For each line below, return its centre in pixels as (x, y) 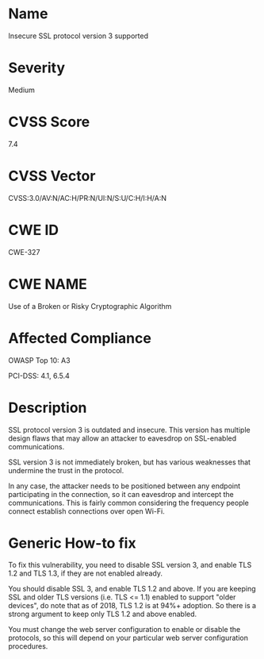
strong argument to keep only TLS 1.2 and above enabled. (103, 614)
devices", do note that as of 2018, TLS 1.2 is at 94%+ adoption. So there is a (132, 606)
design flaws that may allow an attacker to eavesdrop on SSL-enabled (122, 438)
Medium (22, 90)
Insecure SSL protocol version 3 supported (78, 36)
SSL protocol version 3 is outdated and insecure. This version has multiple (130, 430)
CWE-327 (24, 252)
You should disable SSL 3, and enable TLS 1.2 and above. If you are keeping (132, 589)
